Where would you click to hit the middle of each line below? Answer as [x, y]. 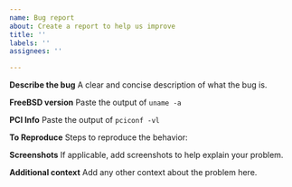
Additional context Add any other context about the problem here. [133, 173]
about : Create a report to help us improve [93, 26]
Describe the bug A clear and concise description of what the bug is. [138, 85]
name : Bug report [42, 18]
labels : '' [30, 43]
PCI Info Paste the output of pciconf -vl [85, 120]
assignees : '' [36, 51]
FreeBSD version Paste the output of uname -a [96, 103]
